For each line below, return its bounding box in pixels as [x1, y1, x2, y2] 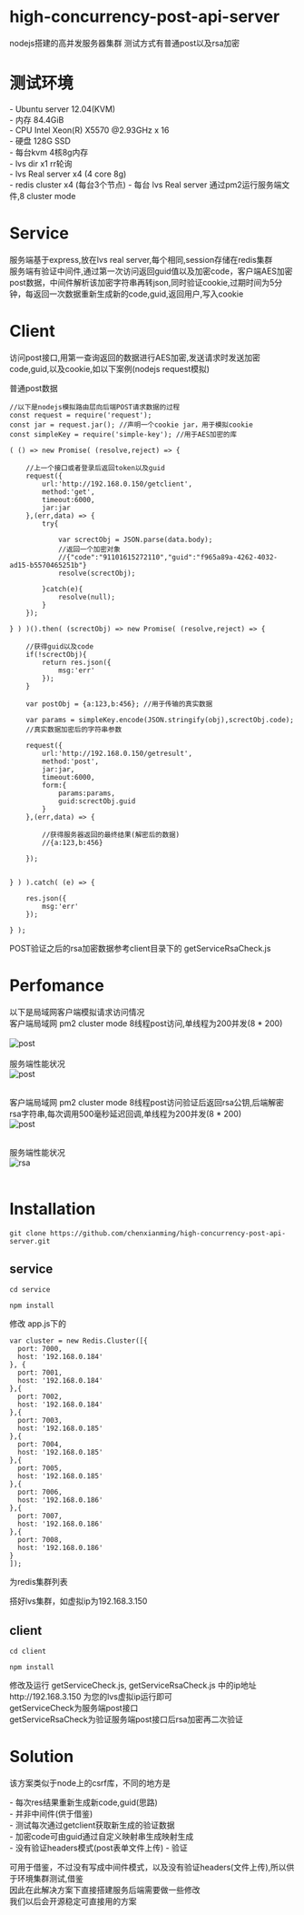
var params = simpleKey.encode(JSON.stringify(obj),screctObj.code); [25, 715, 295, 724]
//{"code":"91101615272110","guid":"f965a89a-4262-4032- [57, 552, 279, 561]
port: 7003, [17, 1416, 64, 1426]
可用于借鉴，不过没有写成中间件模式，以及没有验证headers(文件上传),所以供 [9, 1862, 295, 1873]
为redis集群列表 [9, 1577, 68, 1587]
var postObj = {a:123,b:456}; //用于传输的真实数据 [25, 699, 213, 709]
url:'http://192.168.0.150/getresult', [42, 749, 193, 758]
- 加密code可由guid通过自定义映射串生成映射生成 [9, 1831, 194, 1842]
